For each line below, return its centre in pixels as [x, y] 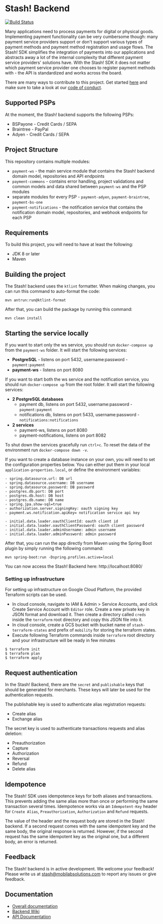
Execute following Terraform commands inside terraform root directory [83, 635]
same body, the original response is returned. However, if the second [74, 831]
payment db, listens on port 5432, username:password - [76, 404]
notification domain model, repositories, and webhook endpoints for [80, 212]
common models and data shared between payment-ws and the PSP [79, 186]
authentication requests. [29, 695]
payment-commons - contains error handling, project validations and [78, 181]
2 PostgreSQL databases [38, 399]
